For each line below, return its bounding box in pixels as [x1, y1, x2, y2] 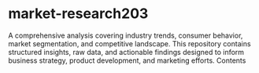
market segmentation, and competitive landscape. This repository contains [8, 38, 251, 48]
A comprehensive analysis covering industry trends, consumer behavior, [8, 31, 243, 40]
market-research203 [8, 5, 149, 23]
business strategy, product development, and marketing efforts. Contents [8, 56, 246, 65]
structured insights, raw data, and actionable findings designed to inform [8, 47, 245, 57]
